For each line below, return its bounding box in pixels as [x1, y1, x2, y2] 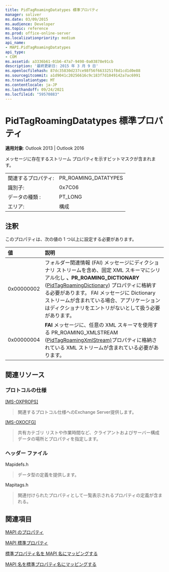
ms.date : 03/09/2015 [5, 17, 49, 22]
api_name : [5, 40, 26, 45]
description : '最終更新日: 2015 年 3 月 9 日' [5, 63, 99, 69]
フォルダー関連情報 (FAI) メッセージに [45, 259, 135, 266]
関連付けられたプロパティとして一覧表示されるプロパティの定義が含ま [17, 492, 162, 498]
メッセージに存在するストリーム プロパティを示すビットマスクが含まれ [5, 156, 152, 162]
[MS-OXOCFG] [5, 419, 36, 425]
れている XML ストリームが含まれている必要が [45, 344, 154, 351]
